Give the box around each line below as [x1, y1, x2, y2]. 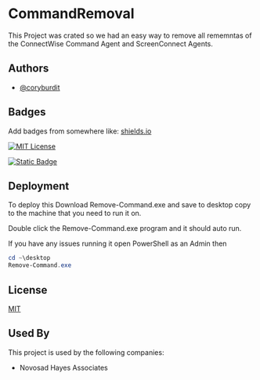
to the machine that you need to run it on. [8, 209, 142, 218]
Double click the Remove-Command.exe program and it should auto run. [8, 224, 242, 233]
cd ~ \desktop [8, 254, 51, 262]
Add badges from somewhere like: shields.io [8, 126, 152, 136]
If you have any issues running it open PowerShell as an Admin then [8, 239, 227, 248]
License [8, 283, 48, 297]
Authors [8, 62, 49, 75]
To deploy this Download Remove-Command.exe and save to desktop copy [8, 200, 251, 210]
